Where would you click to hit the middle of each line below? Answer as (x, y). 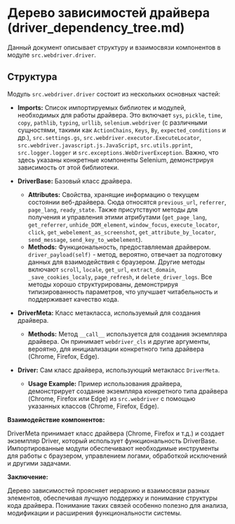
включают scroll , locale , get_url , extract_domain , (102, 269)
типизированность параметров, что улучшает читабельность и (123, 292)
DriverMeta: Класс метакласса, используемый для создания (109, 313)
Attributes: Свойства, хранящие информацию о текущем (114, 194)
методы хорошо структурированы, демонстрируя (103, 284)
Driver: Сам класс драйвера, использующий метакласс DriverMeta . (119, 370)
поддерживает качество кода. (73, 299)
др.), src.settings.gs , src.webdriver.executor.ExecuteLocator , (109, 137)
